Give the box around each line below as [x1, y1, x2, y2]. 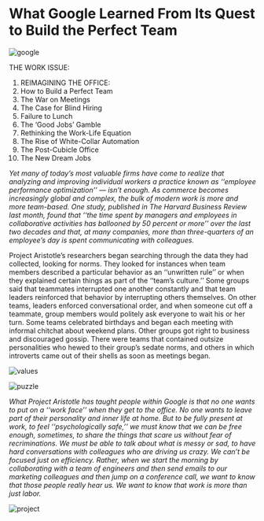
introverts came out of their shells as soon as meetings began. [9, 351, 211, 360]
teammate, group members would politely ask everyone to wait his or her [9, 309, 246, 319]
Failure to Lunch [20, 111, 73, 120]
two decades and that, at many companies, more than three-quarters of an [9, 227, 255, 236]
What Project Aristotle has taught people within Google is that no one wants [9, 397, 255, 406]
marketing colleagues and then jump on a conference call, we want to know [9, 471, 256, 481]
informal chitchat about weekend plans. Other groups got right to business [9, 326, 250, 335]
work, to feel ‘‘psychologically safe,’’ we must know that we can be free [9, 422, 243, 431]
